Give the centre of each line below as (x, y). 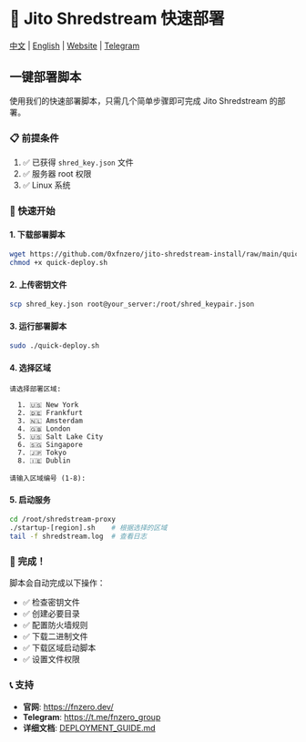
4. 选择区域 (31, 367)
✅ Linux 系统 (46, 185)
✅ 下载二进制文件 (55, 636)
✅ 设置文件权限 (51, 659)
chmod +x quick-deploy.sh (58, 263)
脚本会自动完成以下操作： (57, 583)
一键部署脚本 (46, 77)
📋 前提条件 (34, 137)
